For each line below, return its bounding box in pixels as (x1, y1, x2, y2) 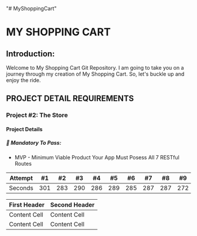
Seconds (9, 184, 34, 192)
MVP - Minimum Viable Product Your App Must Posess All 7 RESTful (14, 153, 180, 160)
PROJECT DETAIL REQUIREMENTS (6, 94, 134, 104)
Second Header (50, 200, 95, 208)
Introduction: (6, 49, 55, 59)
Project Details (6, 125, 43, 132)
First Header (9, 200, 45, 208)
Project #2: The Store (6, 111, 69, 119)
